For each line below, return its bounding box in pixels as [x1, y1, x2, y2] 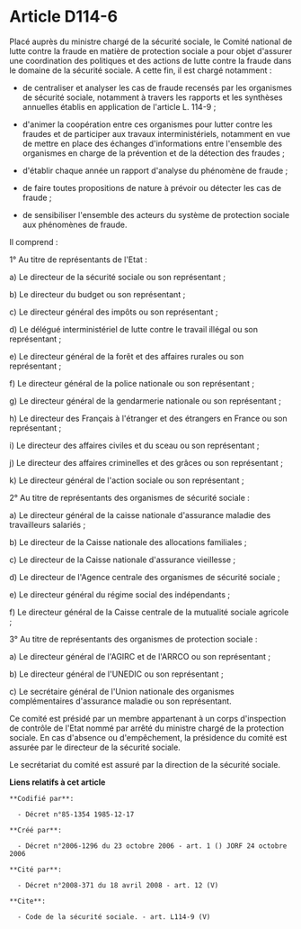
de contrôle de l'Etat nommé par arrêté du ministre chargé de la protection [9, 723, 285, 733]
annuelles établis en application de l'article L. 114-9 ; [22, 101, 217, 112]
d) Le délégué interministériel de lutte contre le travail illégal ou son [9, 323, 259, 334]
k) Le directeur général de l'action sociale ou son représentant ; [9, 475, 244, 486]
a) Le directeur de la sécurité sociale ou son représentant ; [9, 271, 226, 282]
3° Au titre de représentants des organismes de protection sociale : [9, 633, 258, 644]
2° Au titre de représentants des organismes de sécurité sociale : [9, 492, 250, 503]
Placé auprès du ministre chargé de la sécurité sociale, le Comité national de [9, 36, 293, 47]
